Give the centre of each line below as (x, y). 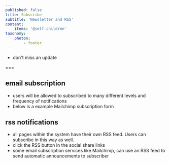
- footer (33, 43)
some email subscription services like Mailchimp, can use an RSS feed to (89, 151)
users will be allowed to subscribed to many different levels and (79, 95)
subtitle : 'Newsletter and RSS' (39, 19)
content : (14, 24)
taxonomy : (16, 34)
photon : (22, 39)
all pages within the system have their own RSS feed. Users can (79, 135)
